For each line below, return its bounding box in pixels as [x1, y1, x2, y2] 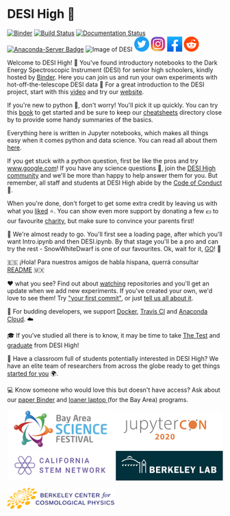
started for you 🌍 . [7, 369, 59, 377]
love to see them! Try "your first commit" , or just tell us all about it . [7, 294, 194, 302]
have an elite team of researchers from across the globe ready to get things [7, 362, 220, 370]
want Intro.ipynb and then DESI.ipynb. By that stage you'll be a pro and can [7, 237, 219, 246]
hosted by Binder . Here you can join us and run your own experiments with [7, 73, 218, 81]
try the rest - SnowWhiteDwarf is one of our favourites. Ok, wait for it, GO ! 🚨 [7, 244, 222, 253]
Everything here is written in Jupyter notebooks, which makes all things [7, 128, 209, 137]
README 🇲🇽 [7, 266, 44, 274]
